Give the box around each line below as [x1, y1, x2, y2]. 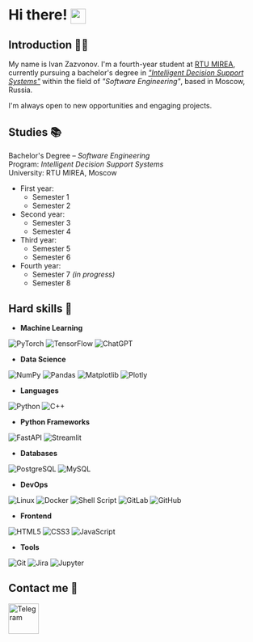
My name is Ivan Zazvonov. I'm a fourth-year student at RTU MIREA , [8, 59, 236, 70]
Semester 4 [32, 226, 71, 236]
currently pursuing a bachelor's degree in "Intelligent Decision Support [8, 68, 244, 78]
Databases [19, 448, 58, 458]
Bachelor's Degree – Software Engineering [8, 151, 150, 161]
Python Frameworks [19, 416, 91, 426]
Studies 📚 [8, 125, 62, 139]
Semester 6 [32, 252, 71, 262]
